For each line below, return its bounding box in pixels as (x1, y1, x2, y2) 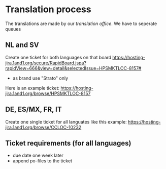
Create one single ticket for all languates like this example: (5, 118, 127, 125)
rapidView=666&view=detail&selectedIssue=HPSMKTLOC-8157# (5, 65, 142, 71)
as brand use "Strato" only (12, 75, 69, 81)
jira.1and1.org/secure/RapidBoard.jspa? (5, 60, 87, 66)
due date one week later (12, 152, 63, 159)
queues (5, 26, 21, 32)
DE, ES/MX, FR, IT (5, 105, 62, 114)
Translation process (5, 4, 91, 15)
